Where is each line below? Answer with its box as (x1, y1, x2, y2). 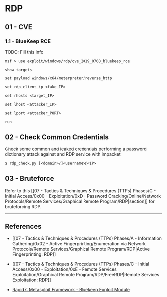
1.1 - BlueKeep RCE (5, 38, 51, 45)
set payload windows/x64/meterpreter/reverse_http (5, 75, 112, 81)
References (5, 222, 42, 231)
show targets (5, 67, 32, 72)
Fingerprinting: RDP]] (12, 251, 56, 257)
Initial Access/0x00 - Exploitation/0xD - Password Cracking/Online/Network (5, 193, 161, 199)
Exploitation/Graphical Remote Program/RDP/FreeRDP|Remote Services (12, 272, 160, 278)
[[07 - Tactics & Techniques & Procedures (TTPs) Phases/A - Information (12, 235, 162, 241)
